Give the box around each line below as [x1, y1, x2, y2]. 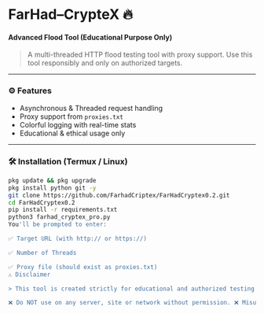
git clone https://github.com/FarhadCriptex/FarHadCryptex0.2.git [8, 191, 230, 199]
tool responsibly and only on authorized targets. [27, 58, 183, 68]
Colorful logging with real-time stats [19, 120, 137, 129]
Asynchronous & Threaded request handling [19, 103, 163, 113]
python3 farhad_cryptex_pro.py [8, 213, 111, 221]
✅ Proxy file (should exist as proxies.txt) [8, 263, 158, 271]
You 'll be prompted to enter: [8, 220, 108, 229]
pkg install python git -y [8, 183, 97, 192]
